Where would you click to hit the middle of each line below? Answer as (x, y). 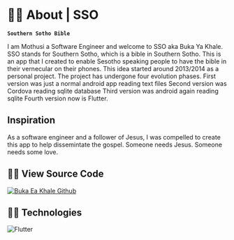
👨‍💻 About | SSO (53, 15)
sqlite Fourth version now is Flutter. (58, 98)
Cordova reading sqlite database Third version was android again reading (113, 91)
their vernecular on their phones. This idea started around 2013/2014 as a (113, 68)
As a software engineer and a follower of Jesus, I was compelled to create (114, 137)
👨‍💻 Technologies (45, 212)
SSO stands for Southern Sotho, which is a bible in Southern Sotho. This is (114, 54)
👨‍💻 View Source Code (56, 174)
